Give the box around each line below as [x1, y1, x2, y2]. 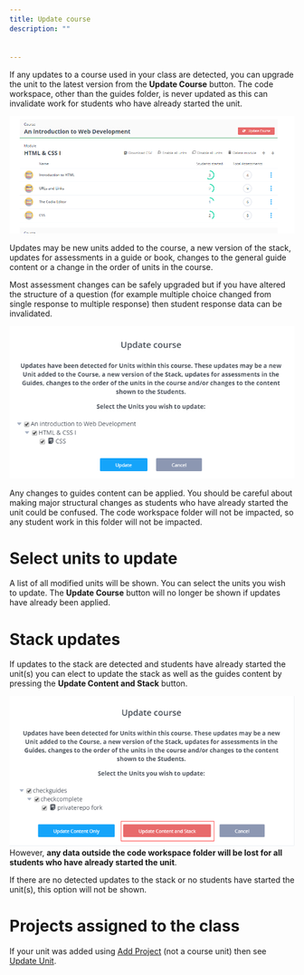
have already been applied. [9, 597, 111, 608]
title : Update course [9, 14, 91, 24]
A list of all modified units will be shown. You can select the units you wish [9, 578, 286, 589]
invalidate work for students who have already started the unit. [9, 98, 242, 109]
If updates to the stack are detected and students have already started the [9, 659, 287, 670]
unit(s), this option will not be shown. [9, 883, 147, 894]
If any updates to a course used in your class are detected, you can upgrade [9, 69, 294, 81]
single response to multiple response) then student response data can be [9, 299, 282, 310]
